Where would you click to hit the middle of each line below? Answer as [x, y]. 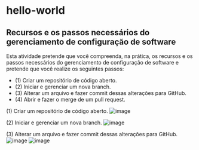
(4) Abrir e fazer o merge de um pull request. [70, 100]
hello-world [36, 10]
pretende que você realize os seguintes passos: [65, 69]
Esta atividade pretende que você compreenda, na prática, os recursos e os [99, 56]
